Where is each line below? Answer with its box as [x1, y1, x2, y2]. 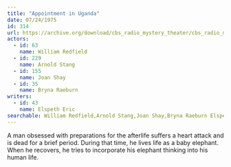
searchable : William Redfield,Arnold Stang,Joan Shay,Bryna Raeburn [7, 112, 208, 119]
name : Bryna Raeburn [19, 87, 78, 93]
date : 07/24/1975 [7, 16, 57, 23]
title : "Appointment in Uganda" [7, 10, 100, 17]
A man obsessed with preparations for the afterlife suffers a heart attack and [7, 131, 224, 140]
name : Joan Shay [19, 74, 67, 81]
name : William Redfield [19, 49, 88, 56]
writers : [7, 93, 32, 100]
